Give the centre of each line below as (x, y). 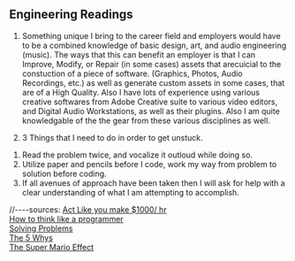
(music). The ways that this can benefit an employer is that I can (139, 54)
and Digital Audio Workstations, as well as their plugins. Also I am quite (151, 111)
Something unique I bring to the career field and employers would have (151, 35)
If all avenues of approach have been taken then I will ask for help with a (153, 183)
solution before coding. (64, 173)
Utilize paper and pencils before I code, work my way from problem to (149, 164)
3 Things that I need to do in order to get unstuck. (112, 137)
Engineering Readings (72, 15)
